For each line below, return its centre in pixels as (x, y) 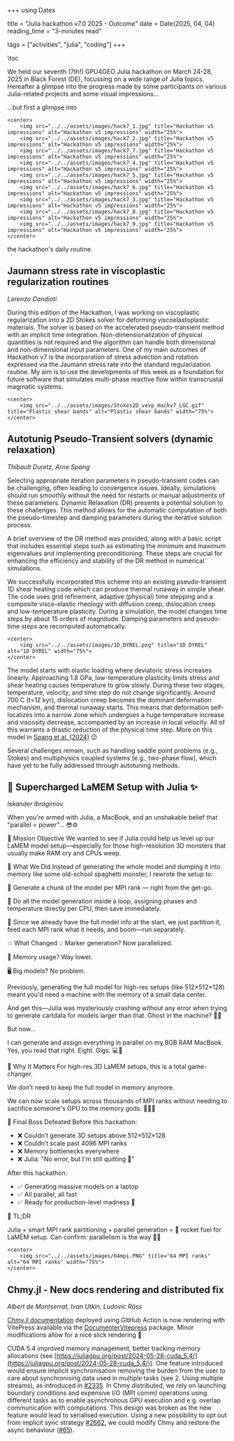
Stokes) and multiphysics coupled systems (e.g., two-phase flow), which (112, 758)
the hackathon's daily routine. (50, 249)
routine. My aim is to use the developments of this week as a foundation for (116, 371)
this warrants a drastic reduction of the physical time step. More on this (110, 730)
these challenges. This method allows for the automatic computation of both (117, 510)
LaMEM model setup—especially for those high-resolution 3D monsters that (117, 846)
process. (20, 525)
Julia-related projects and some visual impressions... (83, 94)
